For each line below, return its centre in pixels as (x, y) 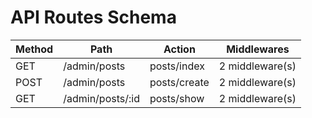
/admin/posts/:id (101, 98)
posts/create (179, 82)
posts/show (177, 98)
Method (34, 49)
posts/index (177, 66)
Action (179, 49)
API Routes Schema (93, 17)
